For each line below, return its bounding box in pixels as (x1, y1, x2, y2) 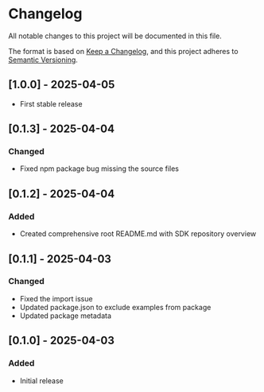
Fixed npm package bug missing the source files (19, 164, 179, 173)
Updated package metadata (19, 311, 112, 320)
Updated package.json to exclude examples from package (19, 302, 212, 312)
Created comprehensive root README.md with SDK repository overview (19, 229, 257, 239)
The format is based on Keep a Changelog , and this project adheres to (8, 46, 239, 56)
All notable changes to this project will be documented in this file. (8, 31, 223, 41)
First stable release (19, 99, 83, 108)
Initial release (19, 375, 64, 386)
